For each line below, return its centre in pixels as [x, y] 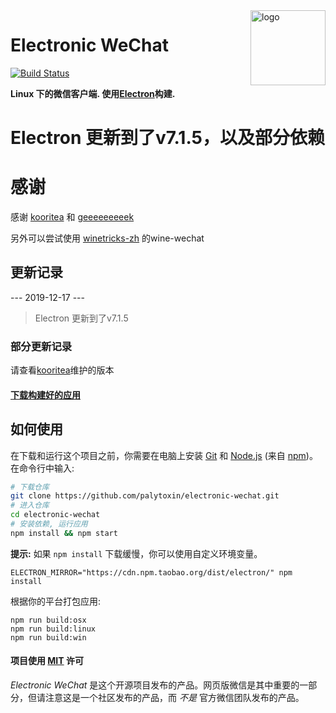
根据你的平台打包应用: [56, 601]
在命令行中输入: [42, 468]
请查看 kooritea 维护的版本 [62, 370]
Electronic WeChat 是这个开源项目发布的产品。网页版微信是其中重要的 [155, 685]
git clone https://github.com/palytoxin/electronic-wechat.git [145, 496]
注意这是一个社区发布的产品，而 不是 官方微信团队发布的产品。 [174, 698]
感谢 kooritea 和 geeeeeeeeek [72, 217]
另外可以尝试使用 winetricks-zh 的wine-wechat [107, 238]
